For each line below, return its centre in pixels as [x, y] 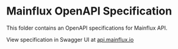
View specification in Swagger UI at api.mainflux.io [70, 39]
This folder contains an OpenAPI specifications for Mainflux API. [87, 28]
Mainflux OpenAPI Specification [89, 11]
